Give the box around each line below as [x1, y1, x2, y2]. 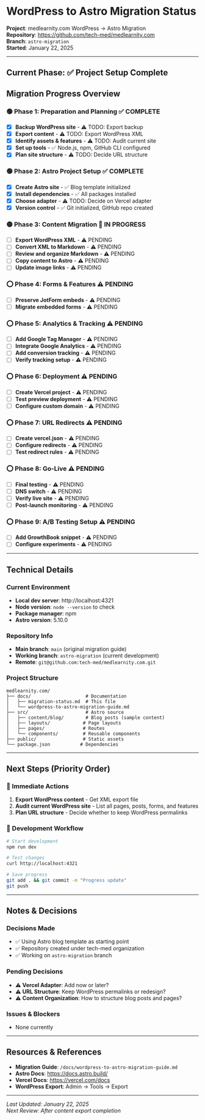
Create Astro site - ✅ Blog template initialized [15, 183, 131, 190]
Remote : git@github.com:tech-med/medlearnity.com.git [15, 658, 156, 666]
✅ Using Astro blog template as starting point [15, 938, 129, 945]
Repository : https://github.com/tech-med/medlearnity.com [6, 31, 156, 38]
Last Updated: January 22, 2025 [6, 1100, 89, 1108]
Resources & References [6, 1047, 102, 1058]
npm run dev [6, 844, 37, 850]
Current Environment [6, 583, 70, 592]
